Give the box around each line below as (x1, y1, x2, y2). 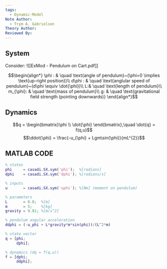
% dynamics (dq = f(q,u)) (5, 249, 59, 255)
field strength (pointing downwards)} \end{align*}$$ (29, 93, 138, 99)
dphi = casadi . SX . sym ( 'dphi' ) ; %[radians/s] (5, 172, 106, 177)
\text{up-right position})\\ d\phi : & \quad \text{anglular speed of (18, 77, 150, 83)
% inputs (5, 181, 23, 186)
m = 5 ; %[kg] (5, 204, 52, 209)
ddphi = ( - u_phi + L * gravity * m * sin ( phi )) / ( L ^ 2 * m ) (5, 222, 111, 227)
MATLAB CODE (5, 149, 53, 158)
